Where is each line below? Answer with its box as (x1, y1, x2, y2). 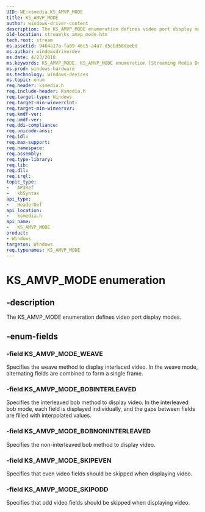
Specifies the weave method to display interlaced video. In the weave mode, (6, 363, 198, 371)
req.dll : (6, 168, 29, 174)
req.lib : (6, 162, 29, 168)
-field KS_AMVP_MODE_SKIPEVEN (6, 456, 112, 464)
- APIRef (6, 185, 34, 191)
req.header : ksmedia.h (6, 83, 64, 89)
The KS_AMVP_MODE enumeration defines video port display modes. (6, 313, 182, 321)
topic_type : (6, 179, 37, 185)
